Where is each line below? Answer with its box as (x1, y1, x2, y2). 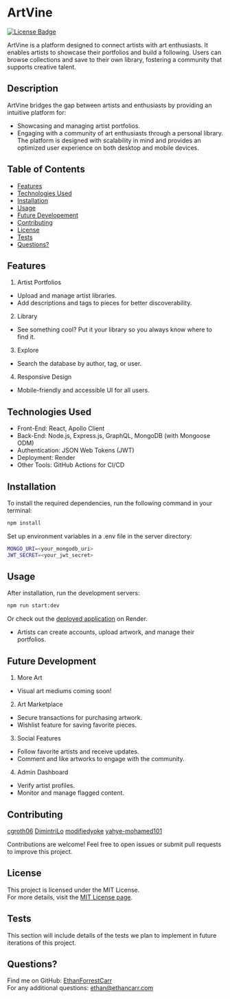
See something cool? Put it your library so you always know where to (16, 325, 213, 334)
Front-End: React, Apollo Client (16, 424, 105, 432)
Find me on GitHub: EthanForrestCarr (7, 976, 113, 985)
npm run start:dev (7, 602, 60, 609)
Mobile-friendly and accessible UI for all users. (16, 386, 150, 395)
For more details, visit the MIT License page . (7, 892, 133, 901)
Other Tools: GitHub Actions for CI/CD (16, 461, 125, 469)
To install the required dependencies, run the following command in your (7, 499, 213, 507)
